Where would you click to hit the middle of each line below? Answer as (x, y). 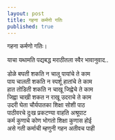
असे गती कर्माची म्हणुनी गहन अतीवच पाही (51, 128)
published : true (30, 26)
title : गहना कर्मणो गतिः (35, 20)
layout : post (26, 14)
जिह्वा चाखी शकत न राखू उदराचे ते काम (49, 97)
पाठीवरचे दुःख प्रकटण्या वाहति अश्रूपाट (47, 113)
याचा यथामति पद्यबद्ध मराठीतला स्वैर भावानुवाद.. (58, 60)
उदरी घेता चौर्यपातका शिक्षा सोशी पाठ (46, 105)
